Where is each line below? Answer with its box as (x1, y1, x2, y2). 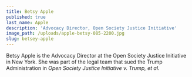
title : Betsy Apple (6, 8, 54, 15)
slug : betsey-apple (6, 36, 54, 42)
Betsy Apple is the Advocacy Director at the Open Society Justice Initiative (6, 52, 187, 59)
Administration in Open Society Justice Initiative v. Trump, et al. (6, 65, 160, 71)
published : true (6, 14, 46, 20)
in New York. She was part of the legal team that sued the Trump (6, 58, 163, 65)
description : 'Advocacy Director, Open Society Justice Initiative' (6, 25, 177, 31)
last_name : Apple (6, 19, 49, 25)
